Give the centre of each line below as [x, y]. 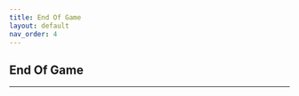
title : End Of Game [45, 17]
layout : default [39, 26]
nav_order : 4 [33, 34]
